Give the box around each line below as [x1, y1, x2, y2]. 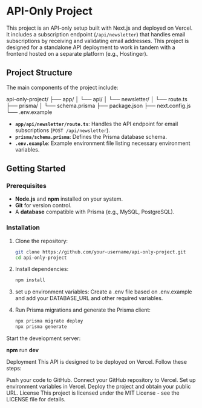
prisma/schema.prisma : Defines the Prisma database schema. [15, 133, 168, 140]
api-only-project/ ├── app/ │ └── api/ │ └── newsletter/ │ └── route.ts [6, 95, 187, 102]
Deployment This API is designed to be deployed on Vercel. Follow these [6, 358, 187, 366]
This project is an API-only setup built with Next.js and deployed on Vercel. [6, 24, 193, 32]
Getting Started [6, 164, 66, 174]
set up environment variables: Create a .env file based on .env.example [15, 288, 192, 295]
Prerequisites [6, 182, 47, 190]
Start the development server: [6, 335, 81, 342]
